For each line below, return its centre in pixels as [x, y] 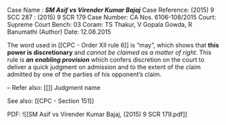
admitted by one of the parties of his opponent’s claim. [84, 74]
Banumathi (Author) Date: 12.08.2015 [59, 32]
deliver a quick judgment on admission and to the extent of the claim [104, 67]
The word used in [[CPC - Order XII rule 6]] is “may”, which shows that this [113, 45]
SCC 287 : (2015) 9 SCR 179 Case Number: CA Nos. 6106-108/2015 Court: [112, 17]
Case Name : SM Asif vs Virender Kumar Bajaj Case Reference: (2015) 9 [111, 10]
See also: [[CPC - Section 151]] [50, 101]
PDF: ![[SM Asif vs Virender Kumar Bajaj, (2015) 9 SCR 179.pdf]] [97, 114]
